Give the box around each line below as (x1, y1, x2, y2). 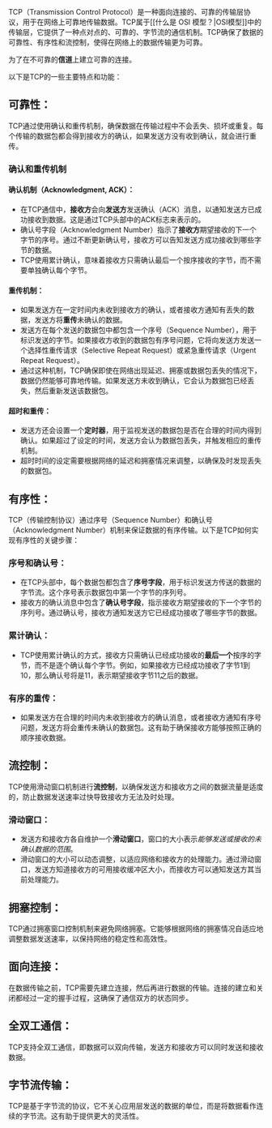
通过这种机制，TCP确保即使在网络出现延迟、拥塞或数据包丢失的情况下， (19, 365, 261, 375)
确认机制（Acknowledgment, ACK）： (8, 185, 135, 194)
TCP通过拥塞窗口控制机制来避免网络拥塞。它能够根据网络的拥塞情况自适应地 (8, 923, 264, 934)
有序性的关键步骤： (15, 536, 79, 545)
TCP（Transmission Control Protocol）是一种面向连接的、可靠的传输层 (8, 7, 244, 16)
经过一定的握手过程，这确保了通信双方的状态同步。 (22, 993, 193, 1002)
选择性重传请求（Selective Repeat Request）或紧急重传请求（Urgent (27, 345, 257, 355)
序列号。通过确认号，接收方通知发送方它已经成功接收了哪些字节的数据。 (19, 608, 261, 617)
